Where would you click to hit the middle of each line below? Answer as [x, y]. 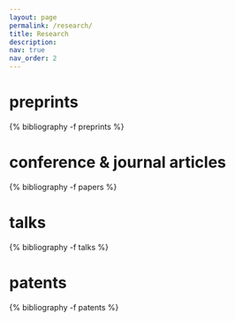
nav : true [27, 50]
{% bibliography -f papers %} [63, 187]
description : [33, 42]
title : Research [39, 34]
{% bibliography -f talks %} [59, 247]
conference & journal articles [118, 162]
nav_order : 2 [33, 58]
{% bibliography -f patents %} [64, 307]
